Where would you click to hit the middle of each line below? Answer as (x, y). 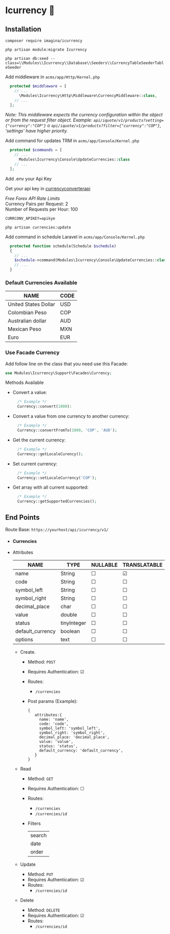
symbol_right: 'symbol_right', (72, 733)
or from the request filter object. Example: (49, 120)
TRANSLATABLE (142, 565)
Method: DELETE (44, 910)
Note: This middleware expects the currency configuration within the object (84, 115)
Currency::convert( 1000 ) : (45, 407)
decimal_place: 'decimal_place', (74, 737)
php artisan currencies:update (38, 227)
